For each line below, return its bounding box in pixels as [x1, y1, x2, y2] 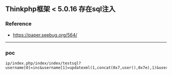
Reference [5, 20, 32, 27]
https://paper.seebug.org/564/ [12, 32, 78, 38]
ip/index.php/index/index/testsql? [5, 60, 81, 66]
